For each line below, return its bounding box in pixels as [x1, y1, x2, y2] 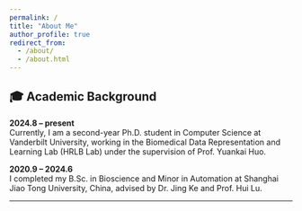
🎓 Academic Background [9, 89, 157, 104]
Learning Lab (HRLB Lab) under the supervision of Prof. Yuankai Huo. [9, 145, 267, 157]
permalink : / [9, 13, 58, 22]
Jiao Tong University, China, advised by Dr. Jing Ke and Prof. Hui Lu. [9, 182, 262, 193]
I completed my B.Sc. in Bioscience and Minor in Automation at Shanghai [9, 172, 279, 184]
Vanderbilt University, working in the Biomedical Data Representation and [9, 136, 281, 147]
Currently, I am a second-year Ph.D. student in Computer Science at [9, 127, 262, 137]
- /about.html [17, 55, 70, 64]
